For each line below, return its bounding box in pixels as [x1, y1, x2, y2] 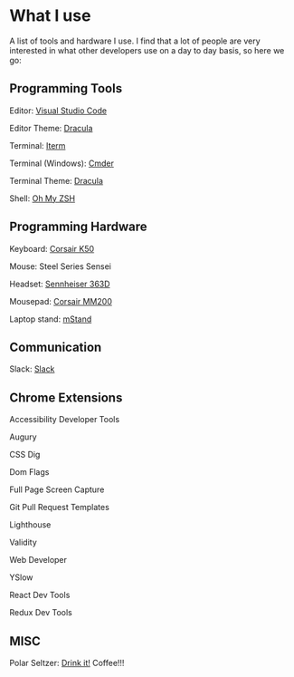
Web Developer [9, 555, 68, 566]
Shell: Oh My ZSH [9, 192, 75, 204]
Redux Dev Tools [9, 607, 72, 618]
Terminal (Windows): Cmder [9, 158, 115, 169]
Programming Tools [9, 81, 123, 96]
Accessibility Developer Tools [9, 414, 120, 425]
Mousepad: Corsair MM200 [9, 295, 113, 306]
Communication [9, 339, 102, 354]
